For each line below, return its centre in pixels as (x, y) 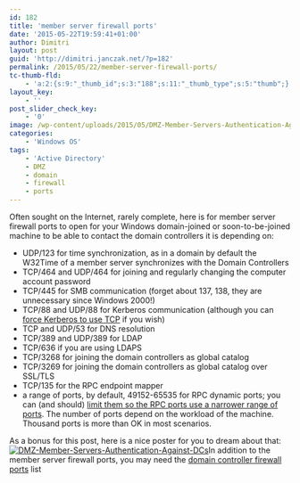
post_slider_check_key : (54, 109)
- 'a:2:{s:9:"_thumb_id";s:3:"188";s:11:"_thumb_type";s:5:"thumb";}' (159, 84)
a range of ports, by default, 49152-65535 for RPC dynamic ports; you (151, 395)
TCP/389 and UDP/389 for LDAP (82, 338)
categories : (31, 134)
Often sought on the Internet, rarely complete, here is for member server (142, 217)
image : (21, 126)
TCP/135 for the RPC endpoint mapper (92, 385)
